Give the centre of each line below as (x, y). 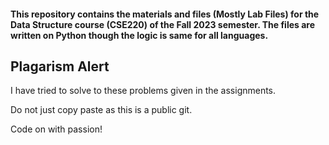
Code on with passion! (56, 129)
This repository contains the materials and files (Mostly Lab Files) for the (165, 14)
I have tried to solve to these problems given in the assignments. (143, 91)
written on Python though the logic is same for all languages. (139, 35)
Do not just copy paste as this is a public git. (101, 110)
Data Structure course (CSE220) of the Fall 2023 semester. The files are (163, 24)
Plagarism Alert (60, 66)
